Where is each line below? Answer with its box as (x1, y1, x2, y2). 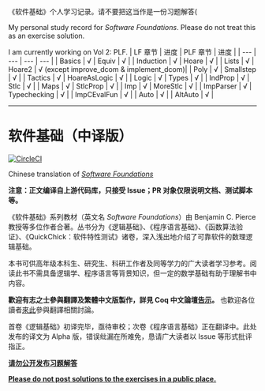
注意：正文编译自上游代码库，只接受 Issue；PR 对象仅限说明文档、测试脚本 (8, 185, 253, 195)
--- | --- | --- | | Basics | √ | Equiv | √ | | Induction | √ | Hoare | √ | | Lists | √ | (8, 56, 255, 66)
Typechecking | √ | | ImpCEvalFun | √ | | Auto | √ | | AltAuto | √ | (8, 90, 215, 99)
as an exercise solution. (8, 31, 85, 40)
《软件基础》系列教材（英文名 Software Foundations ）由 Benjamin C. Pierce (8, 212, 256, 221)
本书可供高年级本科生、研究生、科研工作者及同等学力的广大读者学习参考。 (8, 258, 250, 268)
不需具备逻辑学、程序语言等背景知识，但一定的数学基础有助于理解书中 (28, 268, 257, 278)
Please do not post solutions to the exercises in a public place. (8, 374, 217, 383)
